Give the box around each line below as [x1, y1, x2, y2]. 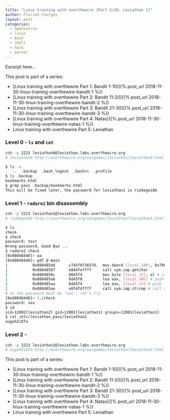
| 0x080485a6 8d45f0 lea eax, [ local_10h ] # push [5, 277, 164, 282]
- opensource [10, 26, 37, 31]
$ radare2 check [5, 248, 39, 254]
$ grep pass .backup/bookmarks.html [5, 183, 82, 188]
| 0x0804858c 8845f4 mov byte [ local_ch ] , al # [5, 272, 159, 277]
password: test [5, 239, 37, 244]
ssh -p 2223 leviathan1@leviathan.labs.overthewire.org [5, 211, 125, 217]
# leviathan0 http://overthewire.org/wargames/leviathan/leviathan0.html [5, 155, 164, 160]
